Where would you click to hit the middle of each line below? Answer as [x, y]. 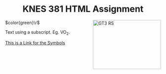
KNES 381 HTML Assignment [83, 9]
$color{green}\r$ [22, 23]
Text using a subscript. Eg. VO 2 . [38, 33]
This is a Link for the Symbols [35, 43]
